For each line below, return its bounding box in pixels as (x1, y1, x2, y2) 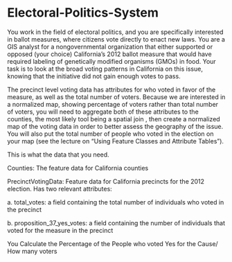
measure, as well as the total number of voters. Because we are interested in (7, 92, 226, 101)
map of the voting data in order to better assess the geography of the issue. (7, 122, 224, 130)
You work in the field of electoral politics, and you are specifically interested (7, 28, 224, 36)
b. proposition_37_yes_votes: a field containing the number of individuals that (7, 218, 225, 227)
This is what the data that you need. (7, 150, 109, 159)
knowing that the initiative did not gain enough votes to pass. (7, 71, 181, 80)
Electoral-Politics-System (7, 5, 159, 21)
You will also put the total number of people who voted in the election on (7, 130, 214, 138)
